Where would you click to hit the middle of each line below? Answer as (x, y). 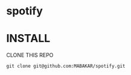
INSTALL (28, 39)
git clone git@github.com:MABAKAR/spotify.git (66, 66)
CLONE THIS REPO (30, 55)
